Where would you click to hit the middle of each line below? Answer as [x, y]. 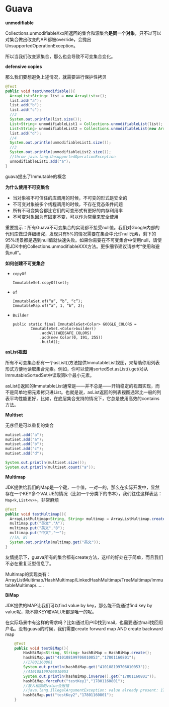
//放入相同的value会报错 [46, 686]
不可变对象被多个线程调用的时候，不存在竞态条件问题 [68, 204]
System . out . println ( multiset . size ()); [46, 463]
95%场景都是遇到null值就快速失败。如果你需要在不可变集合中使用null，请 [81, 240]
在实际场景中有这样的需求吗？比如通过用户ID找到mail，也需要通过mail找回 [82, 622]
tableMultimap [20, 585]
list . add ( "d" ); [26, 133]
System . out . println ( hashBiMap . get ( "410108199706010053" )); [87, 667]
